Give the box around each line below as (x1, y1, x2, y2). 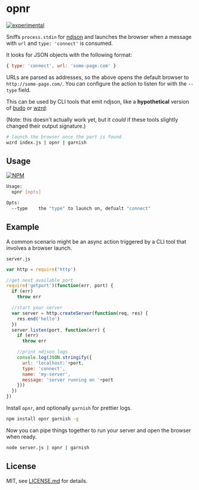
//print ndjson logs (17, 349, 68, 355)
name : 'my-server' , (22, 371, 71, 377)
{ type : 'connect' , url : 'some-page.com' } (6, 62, 117, 69)
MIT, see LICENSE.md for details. (6, 477, 88, 484)
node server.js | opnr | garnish (6, 444, 90, 450)
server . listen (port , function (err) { (11, 327, 106, 333)
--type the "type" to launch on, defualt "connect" (11, 205, 151, 211)
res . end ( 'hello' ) (17, 316, 60, 322)
